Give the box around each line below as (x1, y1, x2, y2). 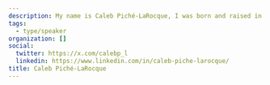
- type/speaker (15, 27, 67, 35)
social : (8, 42, 35, 50)
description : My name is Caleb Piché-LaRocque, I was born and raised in (8, 11, 263, 20)
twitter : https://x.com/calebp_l (15, 49, 129, 57)
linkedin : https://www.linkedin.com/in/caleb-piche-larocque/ (15, 57, 230, 66)
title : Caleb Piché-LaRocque (8, 65, 107, 73)
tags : (8, 19, 27, 28)
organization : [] (8, 34, 67, 43)
